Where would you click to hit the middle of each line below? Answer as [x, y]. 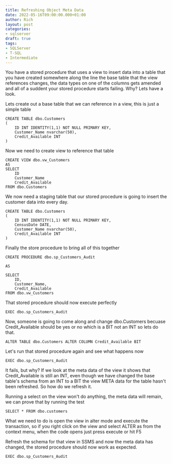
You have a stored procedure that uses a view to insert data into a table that [85, 72]
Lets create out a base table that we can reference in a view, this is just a [82, 104]
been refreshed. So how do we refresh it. [49, 387]
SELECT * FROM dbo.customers [36, 411]
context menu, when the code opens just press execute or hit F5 [73, 432]
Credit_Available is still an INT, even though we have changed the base [80, 376]
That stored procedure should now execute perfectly [61, 302]
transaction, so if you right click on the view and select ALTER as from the [83, 427]
